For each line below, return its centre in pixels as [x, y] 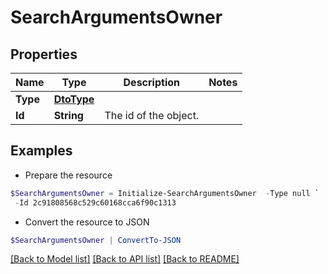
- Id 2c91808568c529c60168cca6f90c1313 [95, 202]
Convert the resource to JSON [87, 222]
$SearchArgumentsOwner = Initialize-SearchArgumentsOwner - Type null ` [165, 193]
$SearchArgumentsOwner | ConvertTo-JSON [96, 240]
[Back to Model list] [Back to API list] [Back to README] [125, 259]
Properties [44, 54]
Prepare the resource [68, 175]
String [68, 115]
